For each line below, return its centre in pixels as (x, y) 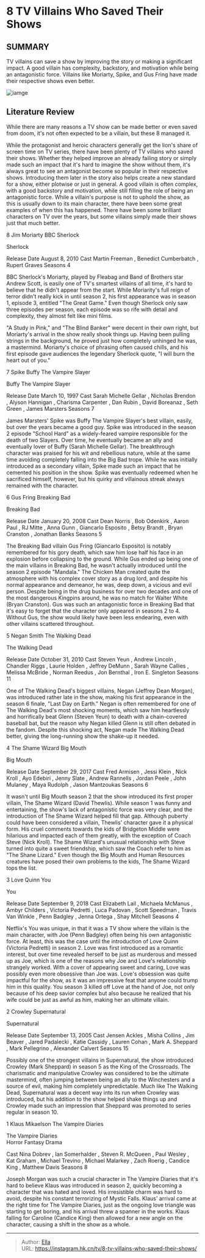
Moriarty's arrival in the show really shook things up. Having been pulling (98, 334)
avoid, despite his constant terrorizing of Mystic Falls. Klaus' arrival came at (102, 1198)
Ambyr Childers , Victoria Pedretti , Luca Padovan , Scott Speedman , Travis (102, 910)
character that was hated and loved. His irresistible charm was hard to (95, 1192)
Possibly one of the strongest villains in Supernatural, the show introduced (100, 1060)
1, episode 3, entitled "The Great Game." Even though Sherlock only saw (97, 303)
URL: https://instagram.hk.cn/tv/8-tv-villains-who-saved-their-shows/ (109, 1248)
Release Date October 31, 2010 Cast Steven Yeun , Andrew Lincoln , (91, 659)
